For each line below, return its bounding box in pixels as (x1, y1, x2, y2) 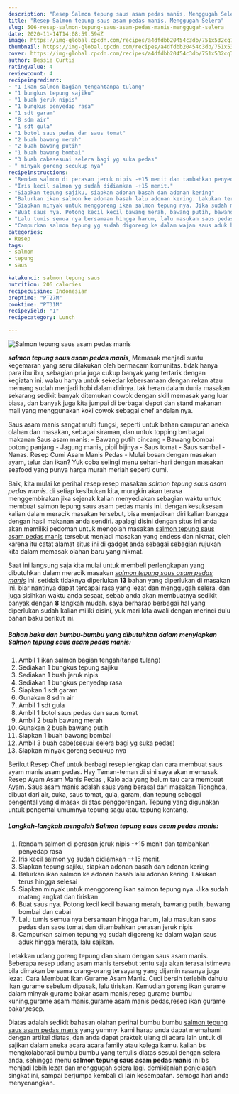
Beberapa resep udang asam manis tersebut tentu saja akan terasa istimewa (8, 959, 231, 967)
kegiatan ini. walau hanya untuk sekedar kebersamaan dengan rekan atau (8, 376, 223, 385)
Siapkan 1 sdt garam (18, 685, 78, 694)
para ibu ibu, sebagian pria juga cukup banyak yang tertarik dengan (8, 369, 206, 377)
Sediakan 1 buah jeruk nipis (18, 670, 99, 679)
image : (8, 37, 28, 44)
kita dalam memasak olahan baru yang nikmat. (8, 547, 144, 555)
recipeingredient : (8, 76, 62, 84)
